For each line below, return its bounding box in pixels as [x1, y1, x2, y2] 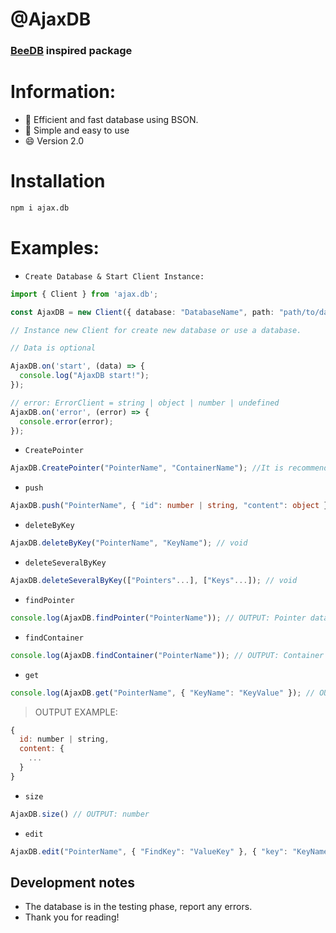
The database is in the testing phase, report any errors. [24, 901, 253, 913]
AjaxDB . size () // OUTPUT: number [10, 809, 150, 819]
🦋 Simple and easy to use [24, 124, 130, 137]
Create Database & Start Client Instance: [24, 271, 205, 282]
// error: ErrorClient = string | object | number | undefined [10, 398, 280, 408]
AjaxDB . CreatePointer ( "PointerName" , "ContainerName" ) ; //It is [10, 463, 284, 473]
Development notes [10, 874, 135, 891]
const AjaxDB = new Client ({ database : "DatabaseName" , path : [10, 307, 275, 317]
